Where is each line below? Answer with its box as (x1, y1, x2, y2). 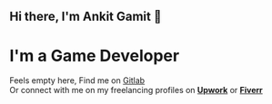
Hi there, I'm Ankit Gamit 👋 (9, 9, 162, 24)
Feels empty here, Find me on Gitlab (9, 75, 146, 86)
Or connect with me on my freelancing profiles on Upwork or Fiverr (9, 85, 264, 96)
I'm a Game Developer (9, 45, 180, 66)
